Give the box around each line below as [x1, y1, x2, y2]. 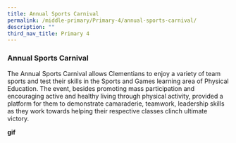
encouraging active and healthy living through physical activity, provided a [7, 92, 223, 100]
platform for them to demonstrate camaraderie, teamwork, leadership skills [7, 99, 225, 108]
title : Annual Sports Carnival [7, 10, 99, 18]
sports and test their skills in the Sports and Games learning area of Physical [7, 77, 229, 85]
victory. [7, 114, 30, 123]
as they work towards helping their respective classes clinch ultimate [7, 106, 208, 115]
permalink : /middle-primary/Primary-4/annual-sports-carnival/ [7, 17, 197, 24]
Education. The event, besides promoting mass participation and [7, 84, 195, 92]
